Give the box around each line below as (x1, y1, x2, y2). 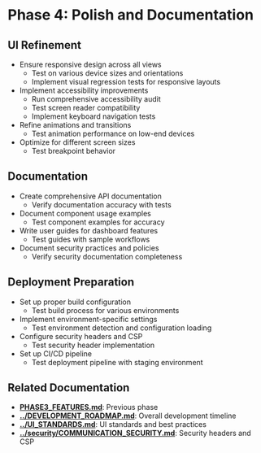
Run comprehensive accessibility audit (31, 94, 161, 103)
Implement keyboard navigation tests (31, 111, 156, 121)
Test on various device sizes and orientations (31, 68, 184, 78)
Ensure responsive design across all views (19, 59, 162, 69)
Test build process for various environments (31, 305, 180, 315)
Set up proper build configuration (19, 297, 132, 307)
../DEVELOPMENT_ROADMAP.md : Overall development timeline (19, 411, 237, 420)
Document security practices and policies (19, 242, 159, 253)
